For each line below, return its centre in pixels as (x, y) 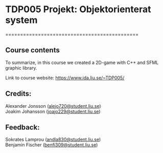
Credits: (18, 94)
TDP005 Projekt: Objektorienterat (78, 9)
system (21, 20)
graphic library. (21, 68)
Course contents (32, 50)
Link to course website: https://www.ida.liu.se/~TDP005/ (65, 78)
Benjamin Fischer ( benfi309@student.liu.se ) (52, 145)
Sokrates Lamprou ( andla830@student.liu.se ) (53, 140)
